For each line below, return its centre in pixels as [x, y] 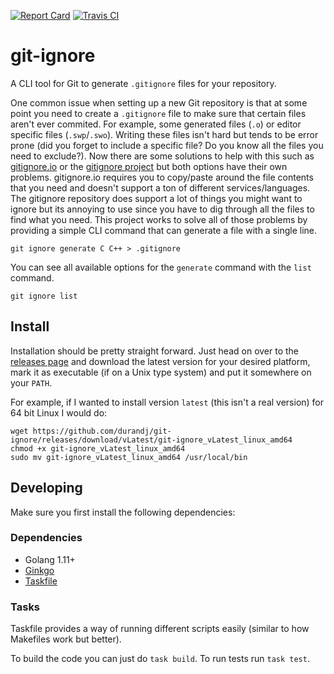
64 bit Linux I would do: [59, 412]
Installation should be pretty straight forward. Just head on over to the [155, 351]
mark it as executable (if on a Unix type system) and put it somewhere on [161, 372]
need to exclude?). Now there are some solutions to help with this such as [162, 156]
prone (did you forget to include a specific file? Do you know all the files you [167, 145]
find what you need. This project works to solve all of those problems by [159, 219]
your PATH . [31, 382]
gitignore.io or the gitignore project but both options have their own [149, 166]
